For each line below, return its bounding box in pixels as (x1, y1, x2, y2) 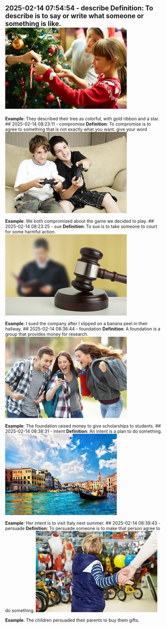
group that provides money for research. (5, 331, 89, 337)
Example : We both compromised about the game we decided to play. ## (5, 218, 155, 224)
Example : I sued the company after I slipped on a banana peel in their (5, 320, 148, 326)
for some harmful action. (5, 228, 56, 234)
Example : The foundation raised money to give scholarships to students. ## (5, 423, 161, 429)
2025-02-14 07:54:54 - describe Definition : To (5, 4, 154, 12)
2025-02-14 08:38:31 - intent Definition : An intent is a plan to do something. (5, 428, 162, 434)
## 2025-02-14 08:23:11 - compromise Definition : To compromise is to (5, 121, 151, 127)
